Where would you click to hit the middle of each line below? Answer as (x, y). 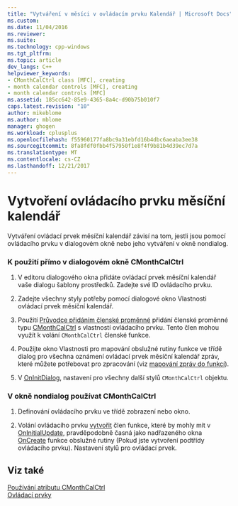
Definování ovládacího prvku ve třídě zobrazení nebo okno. (104, 411)
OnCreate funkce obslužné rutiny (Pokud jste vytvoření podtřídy (111, 441)
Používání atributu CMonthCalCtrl (56, 488)
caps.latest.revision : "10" (49, 107)
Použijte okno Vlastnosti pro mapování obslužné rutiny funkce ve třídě (120, 348)
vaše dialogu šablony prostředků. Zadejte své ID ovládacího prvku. (115, 284)
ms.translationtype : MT (42, 153)
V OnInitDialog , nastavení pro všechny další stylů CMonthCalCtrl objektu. (123, 377)
